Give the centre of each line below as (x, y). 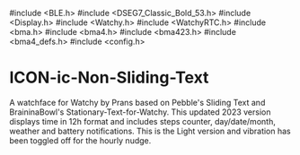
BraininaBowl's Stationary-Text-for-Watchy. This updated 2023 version (140, 112)
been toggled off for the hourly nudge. (80, 140)
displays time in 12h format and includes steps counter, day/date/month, (142, 121)
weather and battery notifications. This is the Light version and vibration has (150, 131)
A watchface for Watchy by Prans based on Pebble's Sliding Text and (137, 102)
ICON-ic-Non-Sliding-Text (109, 77)
